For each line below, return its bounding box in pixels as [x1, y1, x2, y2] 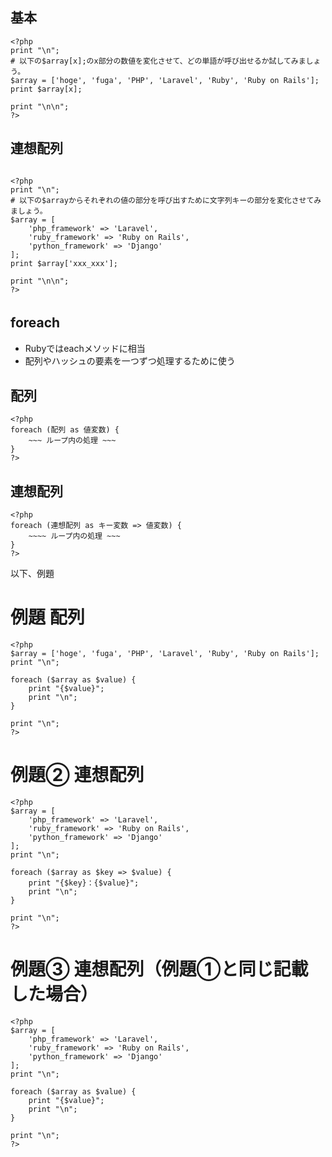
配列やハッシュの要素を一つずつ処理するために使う [24, 355, 236, 367]
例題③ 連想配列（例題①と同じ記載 [10, 958, 309, 981]
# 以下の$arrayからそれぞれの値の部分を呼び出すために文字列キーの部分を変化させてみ [10, 195, 322, 205]
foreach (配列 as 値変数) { [10, 425, 120, 435]
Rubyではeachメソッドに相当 [24, 343, 146, 355]
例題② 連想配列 [10, 764, 145, 787]
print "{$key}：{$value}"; [28, 878, 140, 888]
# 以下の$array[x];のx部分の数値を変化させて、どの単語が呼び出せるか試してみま [10, 56, 307, 66]
